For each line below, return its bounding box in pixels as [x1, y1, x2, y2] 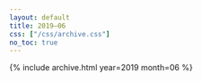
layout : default [9, 12, 70, 22]
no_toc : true [9, 37, 58, 47]
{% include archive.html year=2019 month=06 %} [9, 62, 193, 73]
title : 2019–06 [9, 21, 66, 30]
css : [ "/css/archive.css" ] [9, 29, 110, 38]
